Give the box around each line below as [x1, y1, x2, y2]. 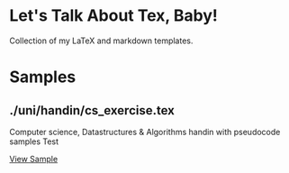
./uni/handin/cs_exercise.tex [9, 103, 176, 118]
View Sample [9, 153, 59, 164]
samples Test [9, 136, 59, 147]
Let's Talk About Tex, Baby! [9, 5, 218, 26]
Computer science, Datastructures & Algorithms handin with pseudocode [9, 126, 281, 137]
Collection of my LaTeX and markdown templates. [9, 35, 194, 46]
